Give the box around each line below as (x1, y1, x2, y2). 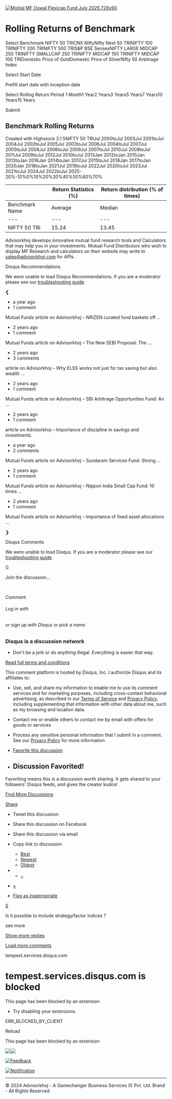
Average (51, 204, 72, 211)
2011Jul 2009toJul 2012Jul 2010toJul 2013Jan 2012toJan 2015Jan (5, 151, 145, 158)
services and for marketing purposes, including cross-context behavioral (12, 690, 167, 696)
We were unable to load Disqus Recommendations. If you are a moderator (5, 273, 161, 279)
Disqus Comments (5, 539, 45, 545)
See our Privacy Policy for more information (12, 737, 105, 743)
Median (99, 204, 118, 211)
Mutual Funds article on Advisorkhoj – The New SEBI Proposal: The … (5, 339, 152, 346)
